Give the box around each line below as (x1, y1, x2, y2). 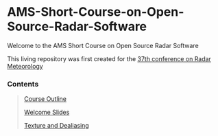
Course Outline (23, 95, 67, 103)
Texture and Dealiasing (23, 122, 89, 130)
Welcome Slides (23, 108, 70, 117)
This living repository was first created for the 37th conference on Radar (7, 54, 211, 63)
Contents (7, 79, 39, 89)
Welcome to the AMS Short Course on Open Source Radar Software (7, 41, 199, 49)
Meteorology (7, 62, 43, 70)
